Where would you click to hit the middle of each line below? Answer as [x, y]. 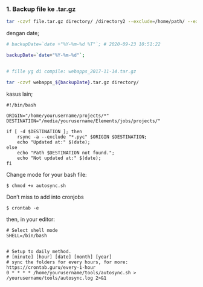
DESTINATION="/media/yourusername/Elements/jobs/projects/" [84, 121]
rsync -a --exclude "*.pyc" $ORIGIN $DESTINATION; [82, 137]
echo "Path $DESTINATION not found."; [66, 153]
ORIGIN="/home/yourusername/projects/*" [58, 116]
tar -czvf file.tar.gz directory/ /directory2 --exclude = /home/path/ [96, 22]
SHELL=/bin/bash [27, 236]
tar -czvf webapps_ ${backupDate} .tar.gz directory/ [72, 82]
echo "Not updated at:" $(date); [59, 158]
